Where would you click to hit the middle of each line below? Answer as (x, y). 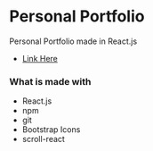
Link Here (40, 58)
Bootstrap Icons (51, 130)
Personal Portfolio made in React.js (73, 41)
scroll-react (43, 139)
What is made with (50, 81)
